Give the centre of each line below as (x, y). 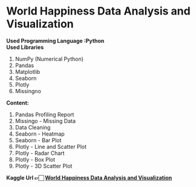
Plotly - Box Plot (35, 159)
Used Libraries (25, 47)
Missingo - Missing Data (45, 121)
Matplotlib (28, 71)
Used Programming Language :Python (55, 41)
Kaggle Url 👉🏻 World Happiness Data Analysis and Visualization (89, 177)
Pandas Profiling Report (44, 114)
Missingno (28, 91)
